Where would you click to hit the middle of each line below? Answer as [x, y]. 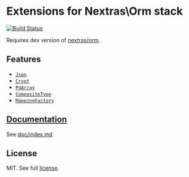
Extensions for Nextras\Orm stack [94, 11]
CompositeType [33, 94]
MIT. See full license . [33, 168]
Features [24, 59]
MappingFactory [35, 100]
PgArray [25, 88]
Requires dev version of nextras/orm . [53, 40]
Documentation [37, 120]
